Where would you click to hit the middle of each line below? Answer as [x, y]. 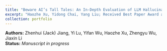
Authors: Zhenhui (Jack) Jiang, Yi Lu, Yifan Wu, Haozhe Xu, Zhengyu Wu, [81, 33]
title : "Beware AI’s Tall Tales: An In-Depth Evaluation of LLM [73, 10]
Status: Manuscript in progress [37, 44]
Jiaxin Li [14, 38]
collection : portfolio [29, 19]
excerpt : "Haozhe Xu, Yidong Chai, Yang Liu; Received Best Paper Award [82, 14]
